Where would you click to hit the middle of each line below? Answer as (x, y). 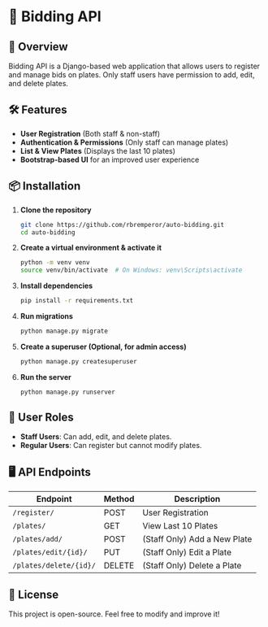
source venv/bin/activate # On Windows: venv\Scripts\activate (131, 270)
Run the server (45, 377)
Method (119, 499)
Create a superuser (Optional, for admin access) (103, 346)
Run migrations (46, 316)
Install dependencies (56, 286)
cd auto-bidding (48, 232)
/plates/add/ (38, 539)
